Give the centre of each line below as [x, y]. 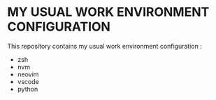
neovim [28, 74]
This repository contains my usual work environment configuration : [105, 46]
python [28, 89]
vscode [28, 81]
